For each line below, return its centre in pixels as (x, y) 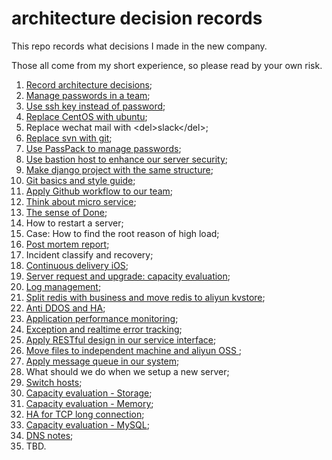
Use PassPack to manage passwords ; (103, 148)
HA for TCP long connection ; (85, 414)
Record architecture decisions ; (89, 84)
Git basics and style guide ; (80, 180)
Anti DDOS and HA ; (65, 308)
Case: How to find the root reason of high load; (122, 233)
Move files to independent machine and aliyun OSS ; (134, 350)
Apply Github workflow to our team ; (99, 191)
